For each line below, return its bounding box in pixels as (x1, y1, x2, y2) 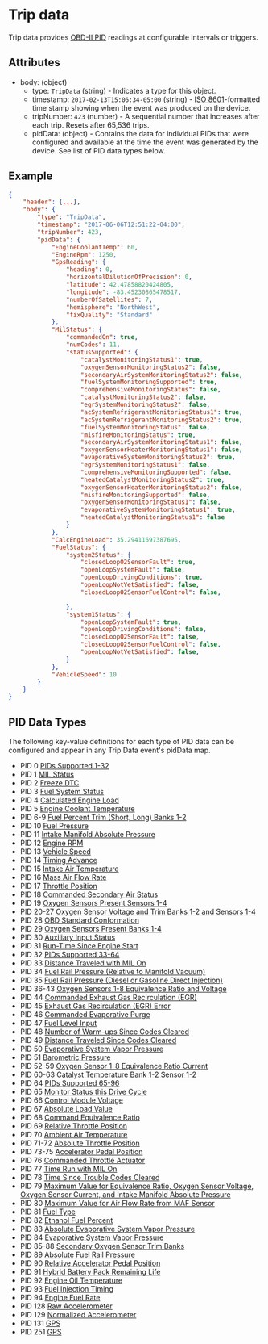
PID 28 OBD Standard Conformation (19, 915, 139, 925)
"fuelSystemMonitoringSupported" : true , (80, 378, 218, 387)
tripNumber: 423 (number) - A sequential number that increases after (31, 111, 260, 121)
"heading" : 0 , (65, 266, 113, 274)
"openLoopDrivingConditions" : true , (80, 573, 204, 582)
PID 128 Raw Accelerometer (19, 1301, 113, 1311)
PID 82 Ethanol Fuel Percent (19, 1216, 113, 1225)
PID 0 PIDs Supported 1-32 (19, 761, 110, 770)
